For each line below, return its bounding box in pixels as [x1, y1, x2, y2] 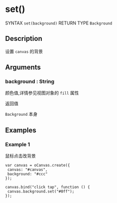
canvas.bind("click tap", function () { [5, 185, 91, 190]
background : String [5, 78, 55, 85]
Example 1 [5, 141, 30, 148]
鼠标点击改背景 [5, 153, 36, 159]
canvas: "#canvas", [7, 167, 48, 173]
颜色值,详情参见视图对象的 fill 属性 [5, 90, 79, 96]
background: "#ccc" [7, 172, 48, 177]
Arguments [5, 63, 41, 72]
